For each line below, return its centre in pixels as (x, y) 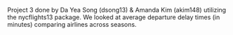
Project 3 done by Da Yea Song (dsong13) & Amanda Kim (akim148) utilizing (117, 10)
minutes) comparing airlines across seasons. (72, 24)
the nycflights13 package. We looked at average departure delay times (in (114, 17)
